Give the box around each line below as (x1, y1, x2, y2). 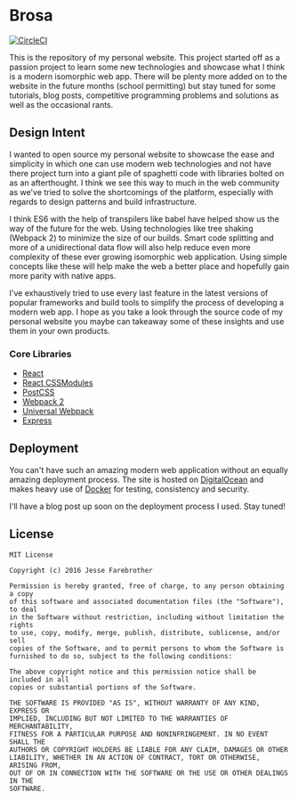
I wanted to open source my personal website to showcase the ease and (9, 149, 275, 159)
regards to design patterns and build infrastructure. (9, 196, 197, 207)
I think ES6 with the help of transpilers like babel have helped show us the (9, 213, 280, 224)
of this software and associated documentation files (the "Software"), (9, 597, 285, 606)
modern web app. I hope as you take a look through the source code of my (9, 306, 283, 317)
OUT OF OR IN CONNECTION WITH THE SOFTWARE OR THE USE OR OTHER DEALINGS (9, 768, 289, 778)
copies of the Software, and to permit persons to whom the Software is (9, 643, 285, 653)
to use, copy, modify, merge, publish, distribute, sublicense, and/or (9, 628, 280, 637)
